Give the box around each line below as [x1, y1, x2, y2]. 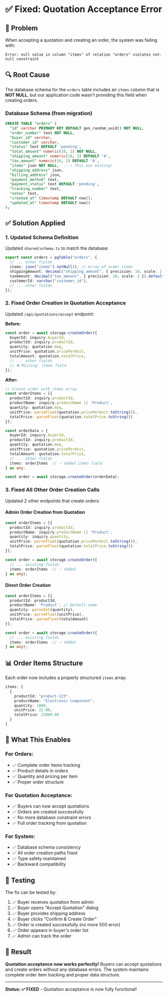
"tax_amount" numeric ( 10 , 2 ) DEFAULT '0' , [9, 158, 99, 163]
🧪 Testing [5, 876, 35, 885]
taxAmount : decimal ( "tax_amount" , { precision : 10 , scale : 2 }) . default [9, 273, 164, 279]
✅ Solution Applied [5, 219, 65, 228]
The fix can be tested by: [5, 889, 56, 896]
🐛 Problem [5, 24, 38, 32]
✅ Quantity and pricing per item [12, 773, 78, 779]
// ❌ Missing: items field [9, 363, 66, 368]
